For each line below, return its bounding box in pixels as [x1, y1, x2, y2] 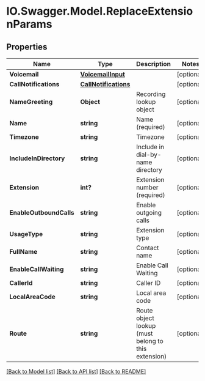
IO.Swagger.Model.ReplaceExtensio [6, 4, 193, 18]
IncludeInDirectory [9, 154, 65, 163]
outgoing [136, 209, 162, 216]
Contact [136, 243, 159, 252]
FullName [9, 248, 38, 256]
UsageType [9, 230, 43, 238]
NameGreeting [9, 98, 53, 106]
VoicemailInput [80, 70, 125, 78]
